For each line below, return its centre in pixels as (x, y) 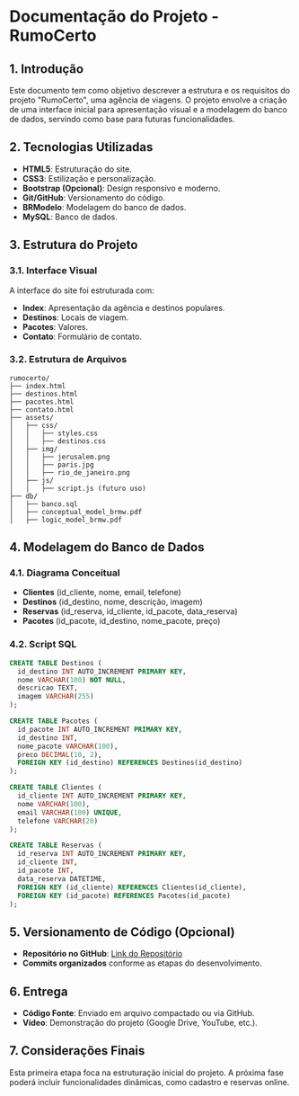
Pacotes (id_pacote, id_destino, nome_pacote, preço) (121, 621)
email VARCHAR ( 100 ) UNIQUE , (70, 812)
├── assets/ (31, 417)
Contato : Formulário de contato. (82, 336)
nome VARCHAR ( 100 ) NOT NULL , (72, 680)
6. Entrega (39, 991)
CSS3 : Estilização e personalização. (89, 178)
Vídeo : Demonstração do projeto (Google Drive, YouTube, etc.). (140, 1023)
